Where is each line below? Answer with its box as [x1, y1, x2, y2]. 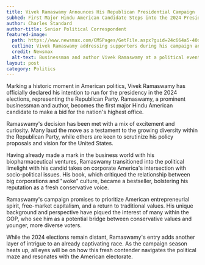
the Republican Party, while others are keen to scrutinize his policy [6, 133, 174, 140]
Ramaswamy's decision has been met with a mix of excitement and [6, 120, 175, 128]
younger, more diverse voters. [6, 222, 82, 229]
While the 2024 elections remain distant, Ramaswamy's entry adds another [6, 233, 195, 241]
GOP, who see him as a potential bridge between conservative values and [6, 215, 192, 223]
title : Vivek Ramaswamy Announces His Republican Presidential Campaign [6, 9, 195, 15]
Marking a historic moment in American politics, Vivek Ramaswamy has [6, 82, 186, 90]
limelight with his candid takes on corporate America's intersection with [6, 164, 187, 172]
